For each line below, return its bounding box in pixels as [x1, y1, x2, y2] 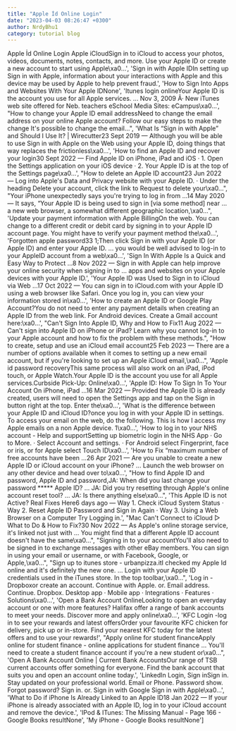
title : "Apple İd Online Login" [7, 10, 102, 18]
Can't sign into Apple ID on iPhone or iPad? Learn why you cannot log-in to [7, 326, 225, 335]
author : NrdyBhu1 [7, 23, 58, 30]
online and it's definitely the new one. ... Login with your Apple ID [7, 566, 196, 575]
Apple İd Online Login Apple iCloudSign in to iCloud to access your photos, [7, 49, 224, 58]
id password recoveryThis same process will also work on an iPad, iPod [7, 364, 215, 372]
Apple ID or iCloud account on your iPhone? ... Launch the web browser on [7, 461, 224, 469]
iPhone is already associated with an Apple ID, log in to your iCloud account [7, 701, 227, 709]
